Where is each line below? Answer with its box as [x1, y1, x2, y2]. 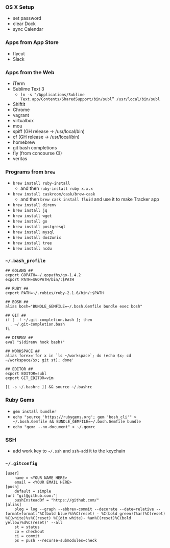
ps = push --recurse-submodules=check [14, 538, 97, 543]
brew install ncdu [12, 246, 52, 251]
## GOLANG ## [5, 268, 33, 273]
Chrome [12, 106, 30, 113]
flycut [12, 50, 25, 57]
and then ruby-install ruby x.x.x [20, 185, 93, 191]
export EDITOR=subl [5, 371, 47, 377]
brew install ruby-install [12, 181, 70, 186]
